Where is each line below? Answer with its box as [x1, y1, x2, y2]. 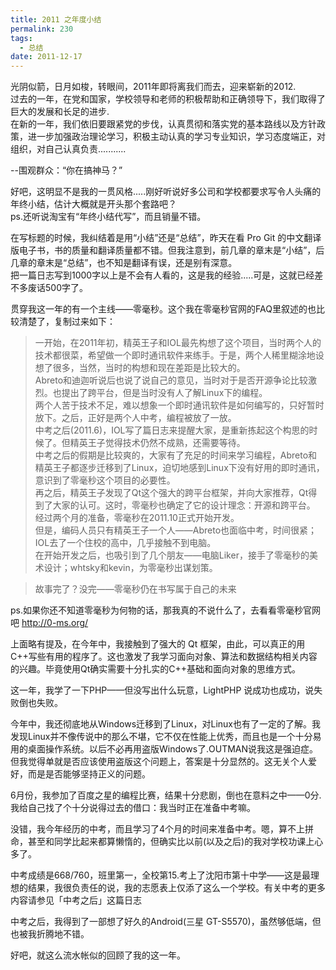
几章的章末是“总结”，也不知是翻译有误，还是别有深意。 [10, 257, 238, 269]
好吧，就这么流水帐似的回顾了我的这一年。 [10, 949, 186, 961]
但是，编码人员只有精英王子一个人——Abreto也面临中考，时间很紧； [34, 524, 318, 536]
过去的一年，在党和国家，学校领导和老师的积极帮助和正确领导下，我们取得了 [10, 93, 326, 105]
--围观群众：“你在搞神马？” [10, 164, 123, 176]
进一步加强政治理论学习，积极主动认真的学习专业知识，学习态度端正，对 [27, 131, 326, 143]
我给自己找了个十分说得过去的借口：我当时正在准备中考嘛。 [10, 802, 256, 814]
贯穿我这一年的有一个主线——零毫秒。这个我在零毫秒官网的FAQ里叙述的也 [10, 303, 317, 315]
